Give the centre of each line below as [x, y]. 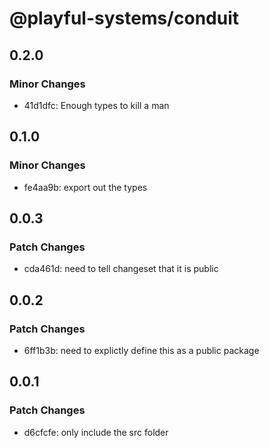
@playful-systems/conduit [124, 18]
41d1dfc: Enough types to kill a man [96, 105]
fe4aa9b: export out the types [85, 187]
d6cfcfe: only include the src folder [96, 432]
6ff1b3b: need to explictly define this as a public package [141, 350]
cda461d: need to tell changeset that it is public [121, 269]
